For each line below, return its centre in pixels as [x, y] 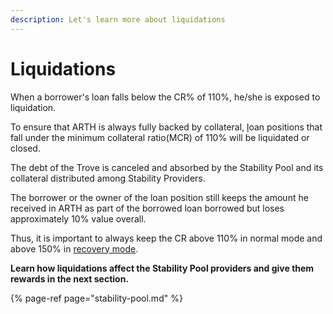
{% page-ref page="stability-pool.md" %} [96, 298]
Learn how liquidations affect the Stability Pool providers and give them [162, 268]
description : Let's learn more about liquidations [118, 19]
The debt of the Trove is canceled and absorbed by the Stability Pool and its [167, 167]
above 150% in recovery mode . [74, 248]
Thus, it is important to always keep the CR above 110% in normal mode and [166, 238]
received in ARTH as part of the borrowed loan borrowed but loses [147, 208]
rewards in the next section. [70, 278]
